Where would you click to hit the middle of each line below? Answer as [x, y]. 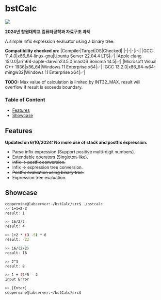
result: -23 [17, 240]
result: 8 [15, 266]
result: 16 [16, 253]
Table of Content [25, 100]
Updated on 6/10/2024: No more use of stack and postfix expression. [76, 142]
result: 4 [15, 226]
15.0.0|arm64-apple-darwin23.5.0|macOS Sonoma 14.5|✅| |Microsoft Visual [81, 61]
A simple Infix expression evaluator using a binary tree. [60, 41]
